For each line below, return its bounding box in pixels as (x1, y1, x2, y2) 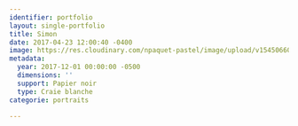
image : (9, 46, 34, 55)
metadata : (9, 54, 46, 63)
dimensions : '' (17, 71, 74, 80)
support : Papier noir (17, 79, 98, 88)
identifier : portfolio (9, 12, 93, 22)
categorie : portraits (9, 95, 90, 105)
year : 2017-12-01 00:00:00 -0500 (17, 63, 141, 72)
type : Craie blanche (17, 87, 93, 96)
